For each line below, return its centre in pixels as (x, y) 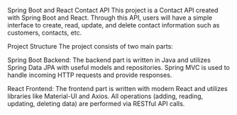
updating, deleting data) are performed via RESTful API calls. (96, 104)
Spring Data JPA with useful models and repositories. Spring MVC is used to (119, 67)
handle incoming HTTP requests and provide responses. (90, 75)
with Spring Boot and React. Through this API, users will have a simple (110, 18)
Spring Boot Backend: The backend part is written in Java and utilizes (109, 60)
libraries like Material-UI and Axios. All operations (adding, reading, (105, 96)
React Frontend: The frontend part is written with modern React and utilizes (118, 89)
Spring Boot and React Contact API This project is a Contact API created (113, 10)
